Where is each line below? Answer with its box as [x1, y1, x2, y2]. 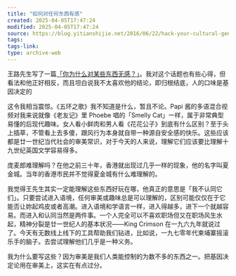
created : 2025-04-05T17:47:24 [7, 17, 96, 24]
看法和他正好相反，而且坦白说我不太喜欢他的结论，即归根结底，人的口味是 [7, 78, 223, 86]
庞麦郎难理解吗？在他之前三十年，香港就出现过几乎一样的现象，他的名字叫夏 [7, 161, 229, 169]
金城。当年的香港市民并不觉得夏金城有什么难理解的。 [7, 169, 162, 178]
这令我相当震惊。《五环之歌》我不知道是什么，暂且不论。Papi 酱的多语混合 [7, 102, 222, 110]
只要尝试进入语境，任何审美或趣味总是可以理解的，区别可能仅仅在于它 [22, 193, 226, 202]
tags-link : [7, 43, 39, 50]
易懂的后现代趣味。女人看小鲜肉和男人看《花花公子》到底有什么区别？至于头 [7, 119, 229, 128]
